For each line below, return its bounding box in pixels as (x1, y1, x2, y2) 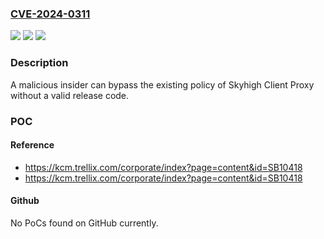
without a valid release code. (10, 89, 130, 101)
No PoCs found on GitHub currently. (10, 217, 159, 229)
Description (10, 56, 69, 70)
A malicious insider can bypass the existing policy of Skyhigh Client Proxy (10, 78, 315, 91)
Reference (10, 139, 55, 151)
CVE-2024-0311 (10, 7, 91, 21)
